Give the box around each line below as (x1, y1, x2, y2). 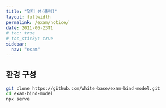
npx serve (6, 96, 30, 102)
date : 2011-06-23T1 (6, 25, 54, 31)
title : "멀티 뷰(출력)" (6, 8, 58, 15)
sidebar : (6, 41, 27, 47)
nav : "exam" (11, 47, 41, 53)
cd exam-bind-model (6, 91, 54, 97)
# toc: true (6, 30, 35, 36)
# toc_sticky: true (6, 36, 54, 41)
